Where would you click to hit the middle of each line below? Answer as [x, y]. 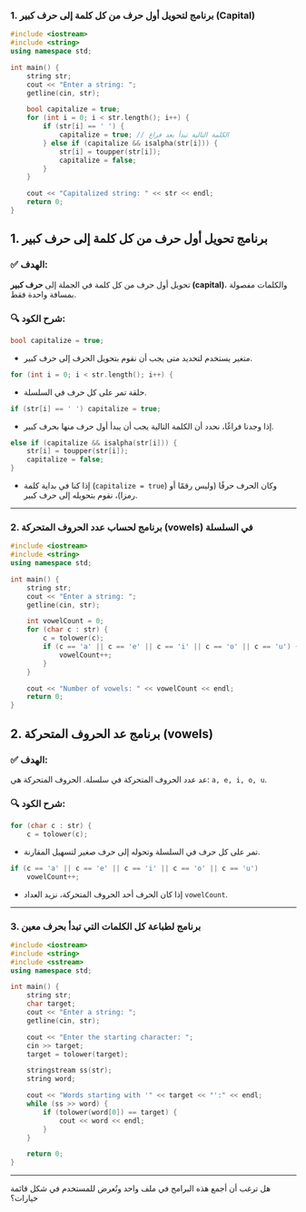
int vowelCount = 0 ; [65, 621]
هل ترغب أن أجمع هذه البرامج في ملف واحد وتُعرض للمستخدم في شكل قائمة [141, 1188]
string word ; [51, 1079]
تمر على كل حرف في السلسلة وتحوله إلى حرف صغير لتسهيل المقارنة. [142, 852]
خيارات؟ [25, 1198]
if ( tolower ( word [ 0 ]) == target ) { [110, 1112]
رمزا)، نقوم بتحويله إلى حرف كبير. [80, 495]
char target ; [51, 1004]
